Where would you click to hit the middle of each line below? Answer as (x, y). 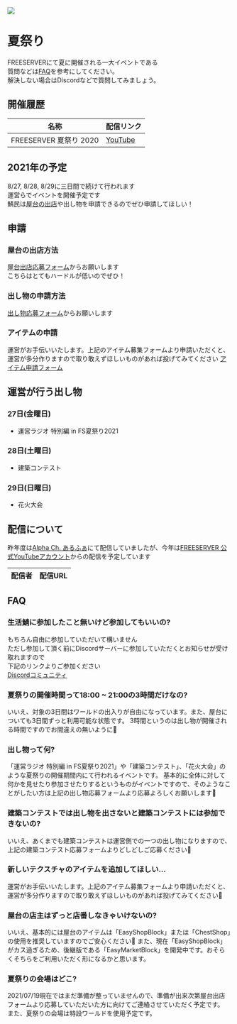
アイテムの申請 (33, 333)
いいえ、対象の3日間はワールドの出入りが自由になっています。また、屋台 (115, 711)
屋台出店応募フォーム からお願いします (63, 267)
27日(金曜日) (29, 414)
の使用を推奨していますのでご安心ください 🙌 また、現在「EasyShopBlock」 (117, 941)
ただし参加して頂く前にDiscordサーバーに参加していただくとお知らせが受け (118, 648)
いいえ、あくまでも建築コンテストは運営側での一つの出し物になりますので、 (119, 840)
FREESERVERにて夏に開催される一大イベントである (83, 62)
